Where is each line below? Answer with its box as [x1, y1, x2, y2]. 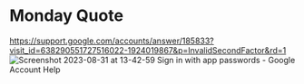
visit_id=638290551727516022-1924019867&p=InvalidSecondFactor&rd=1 [9, 44, 287, 55]
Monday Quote [9, 5, 124, 26]
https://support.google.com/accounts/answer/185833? [9, 35, 215, 46]
